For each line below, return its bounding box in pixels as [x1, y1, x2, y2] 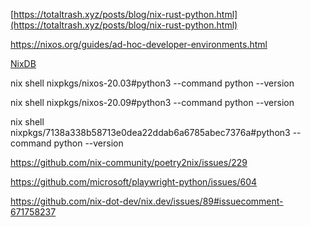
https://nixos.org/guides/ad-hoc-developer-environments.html [10, 39, 268, 50]
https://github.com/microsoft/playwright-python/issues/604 [10, 176, 258, 188]
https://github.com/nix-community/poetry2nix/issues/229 [10, 157, 248, 168]
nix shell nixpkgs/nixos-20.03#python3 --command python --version [10, 77, 295, 89]
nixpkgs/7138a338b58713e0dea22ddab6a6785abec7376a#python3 [10, 127, 291, 138]
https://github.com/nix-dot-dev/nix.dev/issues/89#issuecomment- [10, 195, 284, 207]
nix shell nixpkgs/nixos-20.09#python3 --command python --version [10, 97, 295, 108]
